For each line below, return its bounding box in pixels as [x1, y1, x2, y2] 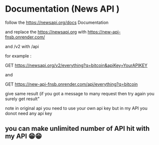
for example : [5, 53, 32, 59]
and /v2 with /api [5, 43, 39, 49]
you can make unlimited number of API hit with [5, 125, 150, 133]
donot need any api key [5, 110, 52, 116]
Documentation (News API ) [5, 3, 120, 15]
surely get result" [5, 96, 40, 102]
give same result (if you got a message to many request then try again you [5, 91, 155, 96]
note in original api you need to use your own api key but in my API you [5, 105, 148, 111]
